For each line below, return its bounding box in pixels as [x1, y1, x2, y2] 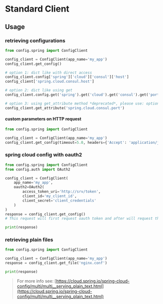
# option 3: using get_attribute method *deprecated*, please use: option [5, 101, 160, 106]
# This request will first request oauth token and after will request [5, 216, 153, 221]
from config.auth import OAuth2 [5, 167, 70, 172]
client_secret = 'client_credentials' [22, 198, 97, 203]
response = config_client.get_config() [5, 212, 86, 216]
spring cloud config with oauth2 [5, 152, 82, 158]
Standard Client [5, 3, 69, 15]
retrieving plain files [5, 236, 53, 243]
